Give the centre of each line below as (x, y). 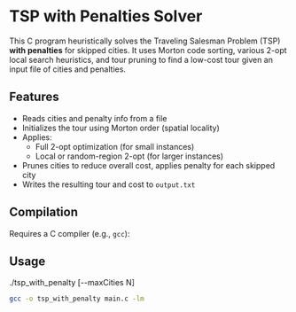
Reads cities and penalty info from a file (94, 118)
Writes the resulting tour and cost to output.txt (109, 184)
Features (34, 97)
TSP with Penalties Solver (106, 16)
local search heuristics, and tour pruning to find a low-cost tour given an (141, 59)
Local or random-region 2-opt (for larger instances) (129, 156)
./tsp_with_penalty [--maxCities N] (72, 283)
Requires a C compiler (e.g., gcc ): (70, 233)
